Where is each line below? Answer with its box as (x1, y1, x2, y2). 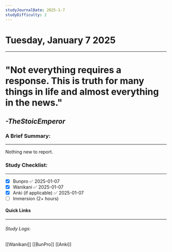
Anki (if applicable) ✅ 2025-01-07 (12, 190, 84, 196)
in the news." (5, 97, 62, 108)
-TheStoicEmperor (5, 117, 66, 126)
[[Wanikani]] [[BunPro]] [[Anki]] (5, 241, 72, 247)
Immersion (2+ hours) (12, 195, 59, 201)
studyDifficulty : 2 (5, 12, 47, 17)
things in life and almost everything (5, 86, 159, 97)
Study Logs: (5, 225, 31, 232)
